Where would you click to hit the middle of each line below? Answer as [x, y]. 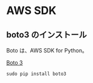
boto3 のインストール [46, 34]
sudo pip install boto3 [36, 74]
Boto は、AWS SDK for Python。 [47, 50]
